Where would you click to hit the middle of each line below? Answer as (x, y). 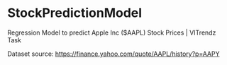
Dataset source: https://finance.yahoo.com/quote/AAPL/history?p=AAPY (113, 54)
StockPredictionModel (75, 13)
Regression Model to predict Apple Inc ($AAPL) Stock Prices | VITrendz (112, 32)
